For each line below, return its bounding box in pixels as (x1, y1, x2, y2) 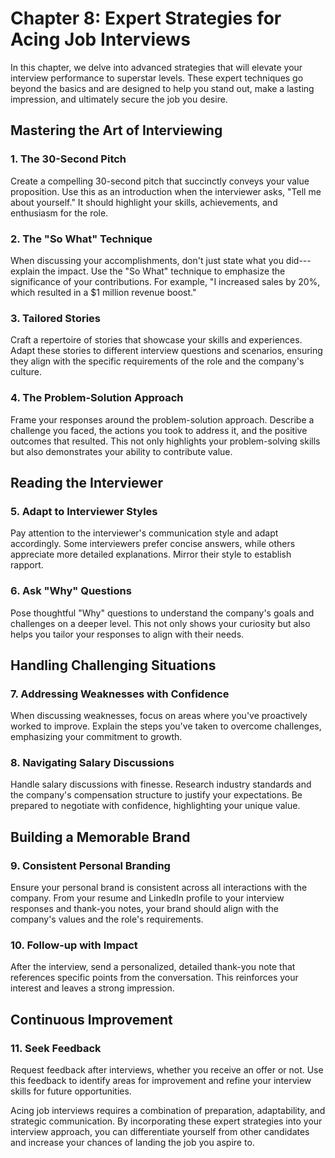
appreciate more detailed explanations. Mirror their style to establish (10, 548, 292, 561)
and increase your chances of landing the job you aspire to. (10, 1137, 255, 1149)
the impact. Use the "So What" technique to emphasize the (41, 265, 286, 277)
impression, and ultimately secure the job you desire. (10, 93, 228, 105)
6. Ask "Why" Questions (10, 584, 132, 598)
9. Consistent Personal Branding (10, 858, 171, 872)
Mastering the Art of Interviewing (10, 122, 223, 139)
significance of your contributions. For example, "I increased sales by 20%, (10, 275, 321, 287)
